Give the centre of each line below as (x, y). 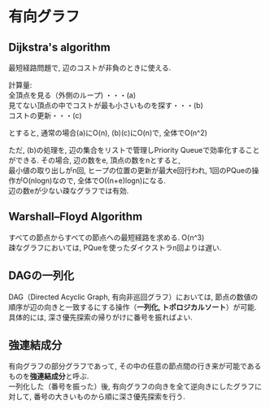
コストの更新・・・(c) (46, 115)
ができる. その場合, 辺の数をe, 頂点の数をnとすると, (94, 160)
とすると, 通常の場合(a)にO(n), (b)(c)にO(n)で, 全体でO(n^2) (108, 133)
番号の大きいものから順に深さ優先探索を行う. (109, 397)
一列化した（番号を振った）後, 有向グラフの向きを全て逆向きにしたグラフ (131, 386)
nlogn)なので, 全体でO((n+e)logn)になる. (98, 181)
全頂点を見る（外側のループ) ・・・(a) (72, 95)
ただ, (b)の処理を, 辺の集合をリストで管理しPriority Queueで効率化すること (134, 150)
